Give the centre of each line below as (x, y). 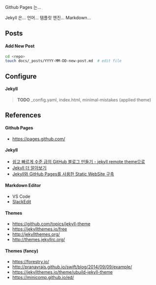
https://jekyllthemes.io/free (39, 229)
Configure (21, 76)
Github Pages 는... (23, 7)
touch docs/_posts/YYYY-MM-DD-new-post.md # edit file (63, 61)
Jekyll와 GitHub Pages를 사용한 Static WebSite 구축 (63, 174)
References (23, 115)
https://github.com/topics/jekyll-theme (51, 224)
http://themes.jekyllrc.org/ (39, 240)
